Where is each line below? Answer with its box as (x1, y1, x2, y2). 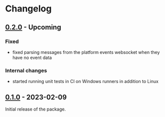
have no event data (12, 54, 52, 60)
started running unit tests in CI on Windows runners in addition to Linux (12, 78, 159, 84)
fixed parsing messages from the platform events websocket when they (12, 49, 160, 55)
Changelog (5, 3, 52, 14)
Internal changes (5, 67, 47, 74)
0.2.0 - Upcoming (5, 23, 61, 31)
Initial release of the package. (5, 106, 66, 112)
